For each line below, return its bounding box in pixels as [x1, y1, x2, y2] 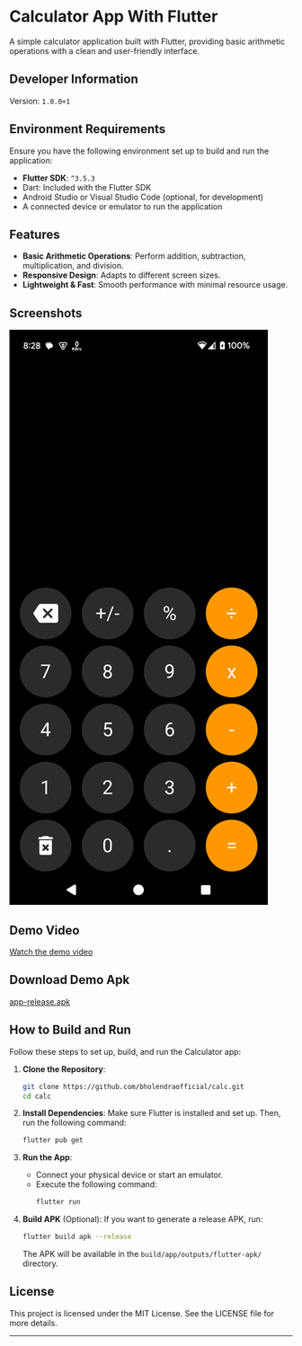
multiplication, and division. [22, 261, 124, 271]
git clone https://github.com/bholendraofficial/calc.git [22, 1082, 244, 1091]
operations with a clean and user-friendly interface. [9, 45, 200, 56]
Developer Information [9, 72, 139, 87]
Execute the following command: [35, 1179, 157, 1190]
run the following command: [22, 1117, 127, 1129]
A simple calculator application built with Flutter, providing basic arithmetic [9, 36, 286, 47]
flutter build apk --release [22, 1233, 132, 1242]
